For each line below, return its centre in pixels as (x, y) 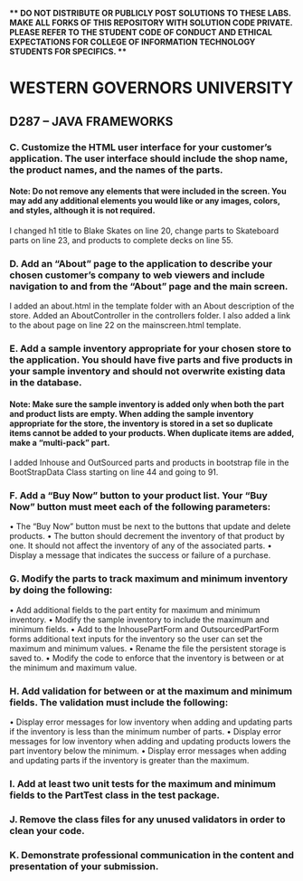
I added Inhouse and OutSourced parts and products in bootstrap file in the (149, 463)
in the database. (46, 382)
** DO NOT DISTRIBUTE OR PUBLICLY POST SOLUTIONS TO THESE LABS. (150, 13)
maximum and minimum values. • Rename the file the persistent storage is (148, 648)
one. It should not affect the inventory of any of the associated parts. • (141, 545)
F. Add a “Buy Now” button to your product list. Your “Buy (139, 496)
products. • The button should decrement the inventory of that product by (147, 536)
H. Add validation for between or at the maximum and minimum (151, 691)
